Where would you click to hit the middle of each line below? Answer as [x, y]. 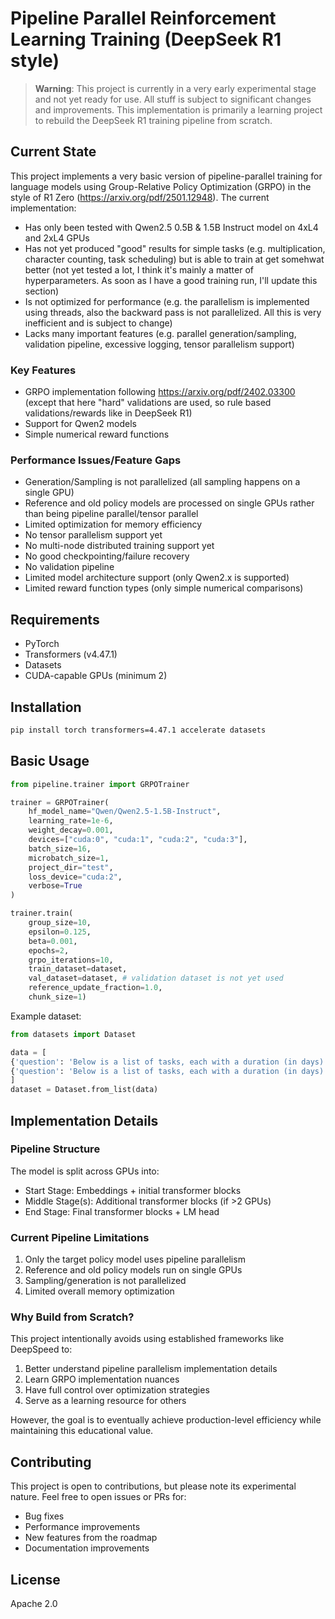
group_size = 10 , [60, 923]
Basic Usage [50, 761]
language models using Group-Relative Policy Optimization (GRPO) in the [161, 186]
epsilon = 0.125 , [60, 932]
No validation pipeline [69, 567]
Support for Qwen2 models [80, 424]
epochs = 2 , [49, 950]
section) [42, 291]
